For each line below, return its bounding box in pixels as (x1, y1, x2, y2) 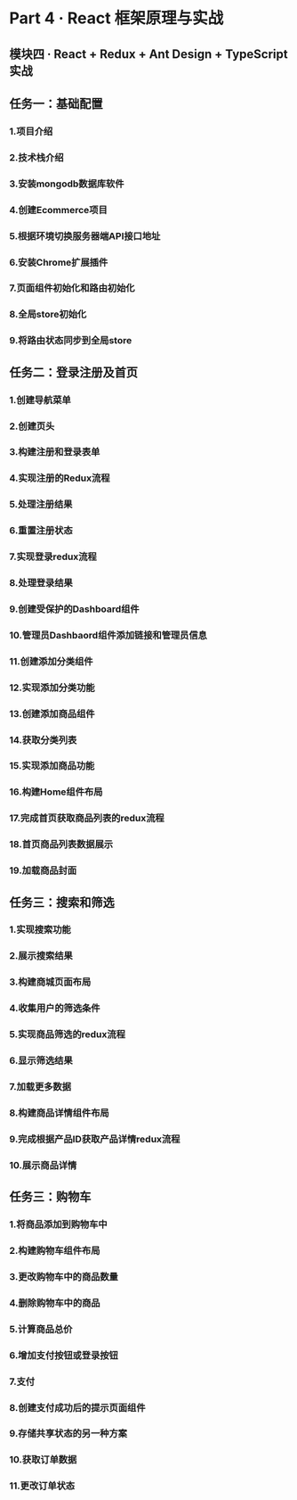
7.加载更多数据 (9, 1081, 72, 1093)
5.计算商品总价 (9, 1323, 73, 1335)
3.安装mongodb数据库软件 (9, 177, 124, 190)
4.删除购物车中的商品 (9, 1297, 100, 1309)
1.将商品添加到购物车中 (9, 1218, 108, 1231)
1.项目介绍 (9, 125, 53, 137)
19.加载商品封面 (9, 864, 77, 877)
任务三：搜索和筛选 (9, 894, 115, 910)
